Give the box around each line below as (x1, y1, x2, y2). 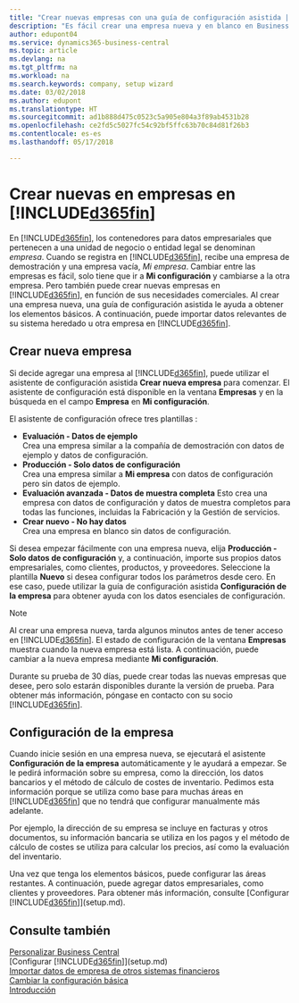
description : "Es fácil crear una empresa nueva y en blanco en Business (9, 21, 290, 30)
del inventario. (9, 851, 62, 862)
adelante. (9, 806, 44, 816)
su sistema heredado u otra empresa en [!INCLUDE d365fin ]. (9, 318, 231, 329)
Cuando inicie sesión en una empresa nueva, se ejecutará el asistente (9, 748, 266, 759)
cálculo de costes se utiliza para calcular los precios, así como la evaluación (9, 841, 290, 853)
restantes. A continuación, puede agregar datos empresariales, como (9, 878, 264, 889)
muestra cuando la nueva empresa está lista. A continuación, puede (9, 644, 259, 655)
